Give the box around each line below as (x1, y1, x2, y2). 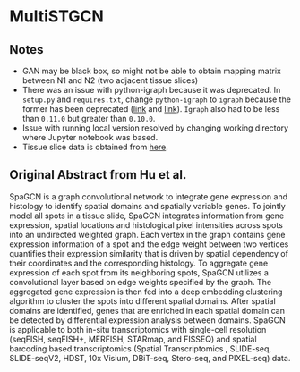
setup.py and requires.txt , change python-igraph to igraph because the (21, 94, 291, 105)
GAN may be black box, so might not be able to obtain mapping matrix (21, 65, 282, 76)
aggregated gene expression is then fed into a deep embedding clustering (9, 286, 283, 297)
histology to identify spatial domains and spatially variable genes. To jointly (9, 200, 287, 211)
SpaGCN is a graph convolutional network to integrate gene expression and (9, 190, 288, 202)
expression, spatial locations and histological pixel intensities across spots (9, 219, 284, 230)
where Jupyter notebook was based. (21, 132, 159, 142)
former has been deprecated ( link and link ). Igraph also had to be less (21, 104, 280, 114)
